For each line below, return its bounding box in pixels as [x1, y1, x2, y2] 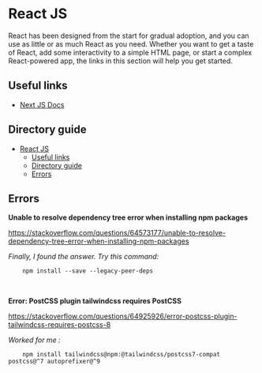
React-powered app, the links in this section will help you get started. [8, 56, 233, 66]
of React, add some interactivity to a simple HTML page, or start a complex [8, 47, 253, 57]
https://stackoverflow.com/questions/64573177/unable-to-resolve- [8, 228, 226, 238]
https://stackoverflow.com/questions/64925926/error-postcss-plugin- [8, 311, 238, 321]
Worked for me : [8, 335, 61, 345]
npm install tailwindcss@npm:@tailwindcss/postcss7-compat [22, 351, 221, 359]
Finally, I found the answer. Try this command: [8, 252, 159, 262]
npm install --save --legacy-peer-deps [22, 267, 154, 275]
